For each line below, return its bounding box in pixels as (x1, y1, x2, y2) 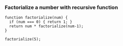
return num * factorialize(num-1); (9, 24, 84, 29)
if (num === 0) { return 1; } (9, 19, 72, 25)
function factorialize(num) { (5, 15, 68, 20)
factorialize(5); (5, 37, 41, 42)
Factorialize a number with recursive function (5, 4, 118, 11)
